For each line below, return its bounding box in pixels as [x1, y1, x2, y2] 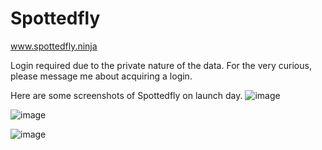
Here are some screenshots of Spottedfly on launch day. [10, 89, 243, 101]
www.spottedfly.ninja [10, 40, 98, 52]
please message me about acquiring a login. [10, 70, 193, 82]
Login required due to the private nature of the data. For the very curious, [10, 59, 312, 71]
